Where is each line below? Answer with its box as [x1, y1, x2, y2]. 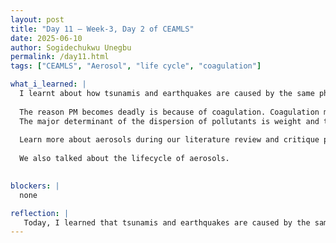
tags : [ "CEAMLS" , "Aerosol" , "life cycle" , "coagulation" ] [10, 61, 262, 71]
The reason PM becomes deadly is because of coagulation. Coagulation [19, 107, 320, 117]
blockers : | [10, 181, 60, 191]
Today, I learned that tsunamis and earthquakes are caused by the [23, 217, 311, 228]
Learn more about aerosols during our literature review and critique [19, 135, 320, 145]
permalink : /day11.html [10, 52, 110, 62]
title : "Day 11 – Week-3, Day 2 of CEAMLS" [10, 24, 195, 34]
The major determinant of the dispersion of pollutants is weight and [19, 116, 320, 126]
